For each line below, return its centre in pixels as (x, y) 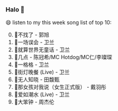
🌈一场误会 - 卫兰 (34, 42)
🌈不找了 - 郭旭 (32, 35)
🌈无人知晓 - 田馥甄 (37, 79)
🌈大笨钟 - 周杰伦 (34, 102)
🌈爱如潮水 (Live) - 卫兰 (42, 94)
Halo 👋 (15, 10)
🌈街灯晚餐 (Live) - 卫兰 (42, 72)
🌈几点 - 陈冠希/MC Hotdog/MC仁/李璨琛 (63, 57)
